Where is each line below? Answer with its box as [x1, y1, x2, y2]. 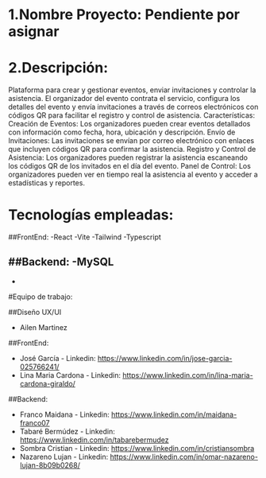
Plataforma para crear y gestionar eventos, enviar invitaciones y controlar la [8, 85, 256, 95]
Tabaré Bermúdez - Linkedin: [19, 426, 115, 436]
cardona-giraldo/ [19, 379, 75, 388]
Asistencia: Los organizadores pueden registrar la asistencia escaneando [8, 153, 249, 162]
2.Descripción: [8, 59, 109, 77]
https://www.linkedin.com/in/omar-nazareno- [110, 452, 258, 461]
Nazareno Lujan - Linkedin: [19, 452, 109, 461]
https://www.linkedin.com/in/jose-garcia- [97, 353, 233, 363]
